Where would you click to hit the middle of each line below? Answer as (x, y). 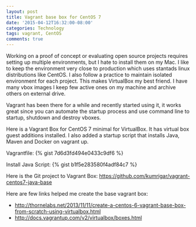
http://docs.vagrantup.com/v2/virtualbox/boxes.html (78, 218)
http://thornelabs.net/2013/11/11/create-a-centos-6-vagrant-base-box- (100, 205)
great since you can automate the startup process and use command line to (98, 111)
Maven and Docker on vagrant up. (47, 142)
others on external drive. (36, 93)
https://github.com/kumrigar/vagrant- (144, 176)
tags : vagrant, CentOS (34, 34)
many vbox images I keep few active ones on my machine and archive (91, 87)
